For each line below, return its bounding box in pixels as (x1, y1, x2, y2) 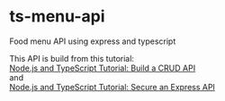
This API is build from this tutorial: (9, 53, 135, 63)
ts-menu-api (9, 6, 105, 27)
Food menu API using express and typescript (9, 36, 176, 46)
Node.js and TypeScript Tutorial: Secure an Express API (9, 81, 216, 92)
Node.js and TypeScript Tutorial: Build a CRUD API (9, 63, 196, 73)
